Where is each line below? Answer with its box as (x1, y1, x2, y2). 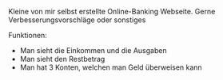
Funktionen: (8, 31, 48, 40)
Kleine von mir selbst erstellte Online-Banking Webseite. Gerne (8, 7, 216, 16)
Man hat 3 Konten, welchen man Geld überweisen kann (19, 63, 202, 72)
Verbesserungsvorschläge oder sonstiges (8, 15, 146, 25)
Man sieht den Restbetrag (19, 55, 106, 63)
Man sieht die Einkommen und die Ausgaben (19, 46, 167, 55)
